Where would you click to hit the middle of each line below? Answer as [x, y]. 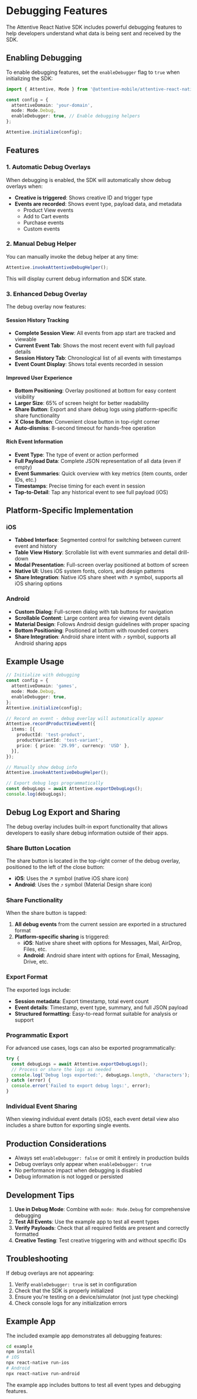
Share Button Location [39, 848]
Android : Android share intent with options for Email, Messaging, [102, 955]
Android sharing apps [41, 643]
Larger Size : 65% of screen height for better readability [82, 403]
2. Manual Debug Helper [41, 244]
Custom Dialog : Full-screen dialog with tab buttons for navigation [94, 611]
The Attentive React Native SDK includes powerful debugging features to [94, 27]
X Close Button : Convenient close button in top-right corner [87, 422]
